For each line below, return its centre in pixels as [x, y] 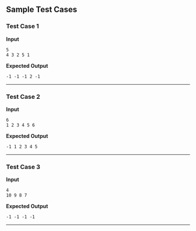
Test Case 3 [23, 167]
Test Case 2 [23, 96]
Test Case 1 [22, 26]
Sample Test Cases [42, 10]
